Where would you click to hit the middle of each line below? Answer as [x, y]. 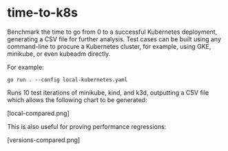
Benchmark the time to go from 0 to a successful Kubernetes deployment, [112, 32]
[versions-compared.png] [44, 140]
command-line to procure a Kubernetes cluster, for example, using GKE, [109, 46]
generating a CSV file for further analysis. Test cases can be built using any [114, 39]
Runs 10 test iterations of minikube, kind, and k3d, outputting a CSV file [108, 92]
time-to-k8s [42, 13]
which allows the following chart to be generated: [77, 100]
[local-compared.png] [39, 113]
